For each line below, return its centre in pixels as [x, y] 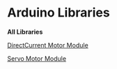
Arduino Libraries [58, 13]
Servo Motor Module [37, 58]
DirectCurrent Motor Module [48, 45]
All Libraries [25, 32]
